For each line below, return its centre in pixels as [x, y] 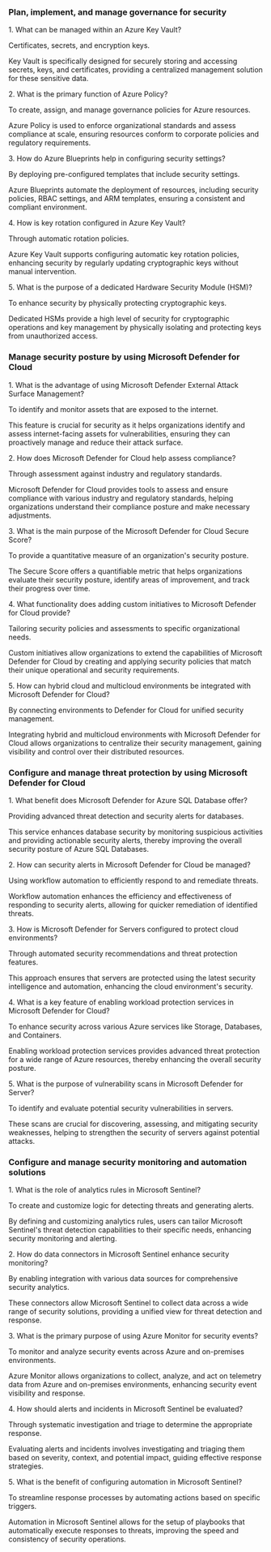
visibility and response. [47, 1393]
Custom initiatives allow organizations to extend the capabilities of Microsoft [135, 652]
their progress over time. [49, 588]
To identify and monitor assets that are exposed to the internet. [113, 409]
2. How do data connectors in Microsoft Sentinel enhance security [119, 1254]
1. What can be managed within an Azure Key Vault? [95, 30]
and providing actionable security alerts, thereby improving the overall [125, 840]
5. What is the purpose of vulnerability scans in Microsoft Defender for [126, 1083]
